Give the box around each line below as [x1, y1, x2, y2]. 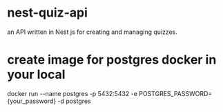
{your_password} [7, 97, 57, 105]
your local [7, 67, 66, 82]
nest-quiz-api [7, 5, 88, 21]
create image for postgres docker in [7, 52, 217, 68]
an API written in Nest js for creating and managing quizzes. [7, 28, 178, 36]
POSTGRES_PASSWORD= [139, 89, 213, 97]
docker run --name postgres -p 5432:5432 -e [7, 89, 138, 97]
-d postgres [57, 97, 91, 105]
